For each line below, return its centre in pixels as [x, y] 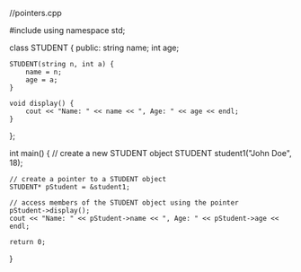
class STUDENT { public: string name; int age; [94, 48]
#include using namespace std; [67, 30]
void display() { [42, 103]
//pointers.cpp [36, 13]
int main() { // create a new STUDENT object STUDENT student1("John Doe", [150, 153]
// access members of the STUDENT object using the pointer [124, 203]
